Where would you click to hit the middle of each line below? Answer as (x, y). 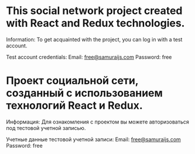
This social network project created (94, 11)
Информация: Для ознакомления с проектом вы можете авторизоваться (97, 122)
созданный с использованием (84, 93)
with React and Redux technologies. (95, 23)
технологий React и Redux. (75, 106)
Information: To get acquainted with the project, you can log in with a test (94, 39)
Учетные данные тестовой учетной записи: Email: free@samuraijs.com (94, 139)
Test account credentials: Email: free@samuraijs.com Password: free (89, 57)
